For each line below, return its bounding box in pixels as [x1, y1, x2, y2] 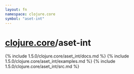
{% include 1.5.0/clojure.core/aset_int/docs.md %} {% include [5, 53, 129, 59]
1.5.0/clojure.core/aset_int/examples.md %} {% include [5, 58, 115, 64]
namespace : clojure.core [5, 12, 56, 17]
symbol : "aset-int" [5, 16, 45, 21]
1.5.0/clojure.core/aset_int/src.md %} [5, 64, 79, 70]
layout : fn [5, 7, 27, 12]
